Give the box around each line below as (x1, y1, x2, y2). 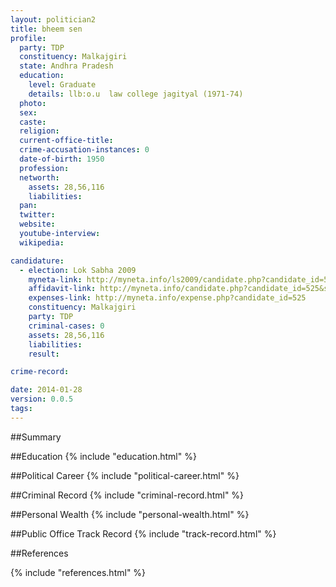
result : (28, 349, 60, 359)
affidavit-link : (28, 284, 97, 294)
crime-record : (10, 367, 70, 377)
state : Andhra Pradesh (19, 61, 114, 71)
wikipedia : (19, 237, 65, 248)
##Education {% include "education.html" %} (10, 450, 197, 462)
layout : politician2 (10, 14, 97, 25)
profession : (19, 163, 70, 173)
